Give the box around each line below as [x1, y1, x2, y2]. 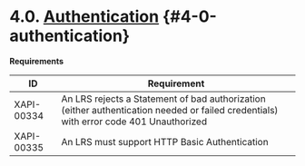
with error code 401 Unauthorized [61, 115, 207, 128]
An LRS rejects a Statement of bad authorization [61, 93, 266, 105]
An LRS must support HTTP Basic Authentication [61, 135, 270, 148]
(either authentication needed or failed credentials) [61, 103, 279, 116]
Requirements [9, 55, 64, 66]
